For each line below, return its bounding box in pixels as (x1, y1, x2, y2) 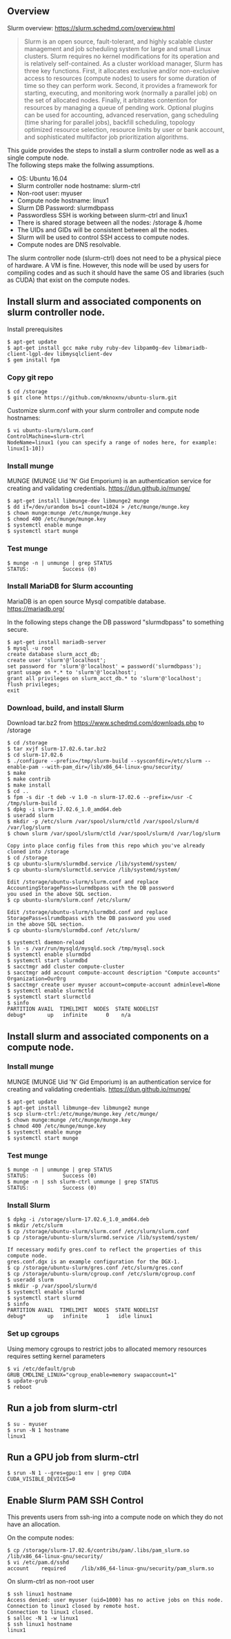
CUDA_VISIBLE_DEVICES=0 (7, 1476, 76, 1483)
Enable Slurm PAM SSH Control (7, 1495, 143, 1506)
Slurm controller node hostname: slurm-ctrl (17, 181, 141, 189)
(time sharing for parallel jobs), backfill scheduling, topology (23, 118, 195, 127)
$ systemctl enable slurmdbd (7, 951, 91, 958)
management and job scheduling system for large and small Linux (23, 44, 212, 53)
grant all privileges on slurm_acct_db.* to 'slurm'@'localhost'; (7, 675, 202, 682)
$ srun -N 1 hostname (7, 1427, 70, 1434)
